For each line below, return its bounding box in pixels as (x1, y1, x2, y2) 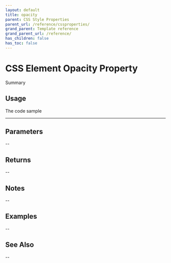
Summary (5, 80, 26, 86)
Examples (5, 212, 37, 221)
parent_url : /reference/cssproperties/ (5, 21, 90, 27)
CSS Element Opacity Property (5, 62, 138, 74)
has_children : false (5, 36, 49, 41)
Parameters (5, 127, 43, 136)
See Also (5, 241, 34, 249)
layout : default (5, 7, 40, 13)
